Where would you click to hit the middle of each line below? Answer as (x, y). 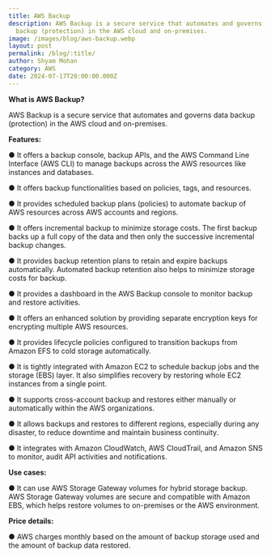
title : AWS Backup (39, 16)
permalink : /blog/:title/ (52, 53)
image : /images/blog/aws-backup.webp (72, 38)
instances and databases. (51, 172)
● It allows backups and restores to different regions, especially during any (134, 424)
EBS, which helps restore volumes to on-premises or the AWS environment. (134, 505)
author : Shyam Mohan (43, 62)
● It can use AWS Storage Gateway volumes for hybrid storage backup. (128, 488)
